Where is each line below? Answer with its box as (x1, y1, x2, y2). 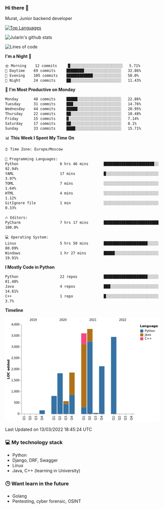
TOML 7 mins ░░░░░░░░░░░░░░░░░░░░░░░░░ (5, 181, 159, 186)
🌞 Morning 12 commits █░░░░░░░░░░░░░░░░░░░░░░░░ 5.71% (5, 64, 141, 68)
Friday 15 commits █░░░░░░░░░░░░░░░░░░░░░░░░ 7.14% (5, 116, 139, 121)
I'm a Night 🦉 (5, 53, 32, 59)
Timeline (5, 308, 23, 313)
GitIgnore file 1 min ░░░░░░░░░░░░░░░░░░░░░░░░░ (5, 200, 159, 206)
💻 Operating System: (5, 235, 49, 240)
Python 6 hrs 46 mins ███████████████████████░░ (5, 161, 159, 167)
